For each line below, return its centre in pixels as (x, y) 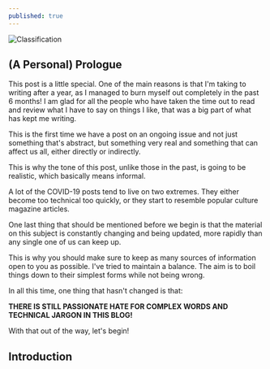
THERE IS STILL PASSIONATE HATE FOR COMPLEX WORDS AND (118, 306)
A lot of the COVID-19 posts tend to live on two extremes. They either (124, 192)
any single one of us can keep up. (65, 242)
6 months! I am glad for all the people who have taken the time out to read (132, 102)
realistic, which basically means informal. (77, 176)
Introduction (41, 356)
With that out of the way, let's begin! (69, 331)
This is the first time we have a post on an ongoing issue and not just (123, 134)
